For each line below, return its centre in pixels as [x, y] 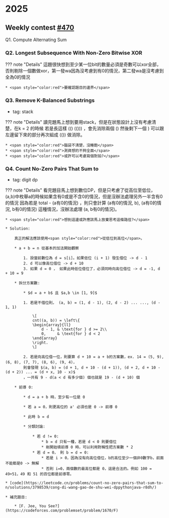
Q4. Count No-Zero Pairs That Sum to [52, 169]
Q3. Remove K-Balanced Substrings [50, 100]
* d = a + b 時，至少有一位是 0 [54, 397]
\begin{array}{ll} [51, 325]
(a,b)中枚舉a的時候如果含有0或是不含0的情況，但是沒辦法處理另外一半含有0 [84, 196]
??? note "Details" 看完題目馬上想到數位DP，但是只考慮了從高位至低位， [80, 190]
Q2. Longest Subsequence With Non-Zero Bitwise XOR [74, 53]
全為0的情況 [18, 77]
